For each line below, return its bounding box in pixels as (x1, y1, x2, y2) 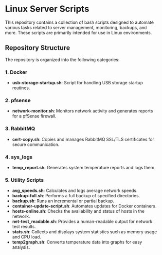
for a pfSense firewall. (12, 113, 57, 119)
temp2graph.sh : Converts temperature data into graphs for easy (12, 239, 143, 245)
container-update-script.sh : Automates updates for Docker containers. (12, 203, 157, 209)
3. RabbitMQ (5, 125, 36, 132)
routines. (12, 85, 30, 91)
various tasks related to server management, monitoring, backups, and (5, 24, 147, 30)
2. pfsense (5, 97, 31, 104)
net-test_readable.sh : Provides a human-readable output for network (12, 219, 153, 224)
